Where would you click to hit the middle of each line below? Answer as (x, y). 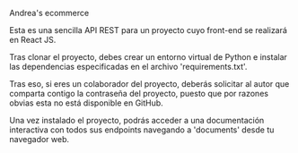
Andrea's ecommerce (49, 13)
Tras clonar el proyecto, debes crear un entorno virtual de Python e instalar (148, 57)
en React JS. (33, 40)
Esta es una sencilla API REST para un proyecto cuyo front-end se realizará (148, 30)
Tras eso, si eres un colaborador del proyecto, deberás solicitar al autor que (149, 84)
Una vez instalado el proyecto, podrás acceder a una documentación (137, 120)
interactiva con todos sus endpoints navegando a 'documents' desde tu (142, 130)
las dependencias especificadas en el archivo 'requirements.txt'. (128, 67)
